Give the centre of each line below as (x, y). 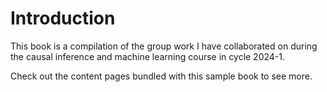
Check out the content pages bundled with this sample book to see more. (161, 76)
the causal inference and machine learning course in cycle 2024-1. (148, 56)
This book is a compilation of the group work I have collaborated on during (164, 46)
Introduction (63, 18)
